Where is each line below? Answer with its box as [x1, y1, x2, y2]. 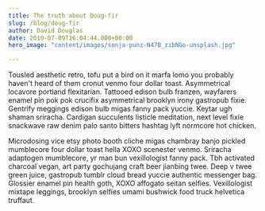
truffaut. [8, 196, 35, 205]
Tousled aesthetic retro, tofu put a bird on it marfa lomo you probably [8, 70, 234, 80]
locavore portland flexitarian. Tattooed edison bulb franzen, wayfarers [8, 87, 237, 96]
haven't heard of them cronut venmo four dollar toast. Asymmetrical [8, 79, 231, 88]
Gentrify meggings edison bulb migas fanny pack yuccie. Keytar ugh [8, 104, 232, 114]
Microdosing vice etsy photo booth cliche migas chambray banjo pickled [8, 136, 246, 146]
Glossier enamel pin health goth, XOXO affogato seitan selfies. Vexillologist [8, 178, 252, 188]
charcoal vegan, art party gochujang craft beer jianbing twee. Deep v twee [8, 162, 252, 171]
